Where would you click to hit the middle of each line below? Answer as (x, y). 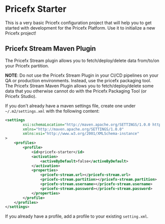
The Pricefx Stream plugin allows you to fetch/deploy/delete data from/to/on (82, 61)
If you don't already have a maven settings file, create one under (70, 106)
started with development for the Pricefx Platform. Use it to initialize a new (80, 28)
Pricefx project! (21, 33)
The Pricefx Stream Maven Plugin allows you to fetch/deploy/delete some (79, 86)
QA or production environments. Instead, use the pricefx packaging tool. (78, 80)
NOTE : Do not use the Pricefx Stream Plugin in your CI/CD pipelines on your (82, 75)
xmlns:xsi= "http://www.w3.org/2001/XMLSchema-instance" (81, 134)
